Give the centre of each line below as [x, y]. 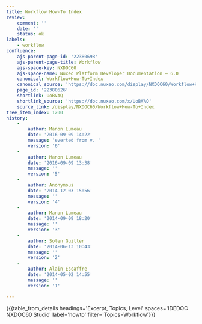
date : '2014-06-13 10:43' [60, 246]
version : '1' [44, 286]
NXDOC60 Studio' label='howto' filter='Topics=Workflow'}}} [81, 314]
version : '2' [44, 258]
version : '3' [44, 230]
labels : [16, 40]
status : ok [31, 34]
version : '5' [44, 174]
